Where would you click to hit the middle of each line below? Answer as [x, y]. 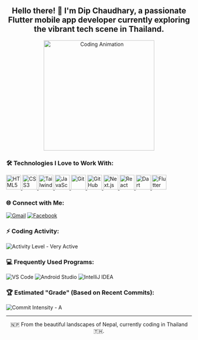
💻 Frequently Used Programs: [50, 262]
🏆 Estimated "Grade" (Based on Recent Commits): [80, 292]
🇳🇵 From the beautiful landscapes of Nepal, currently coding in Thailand [99, 325]
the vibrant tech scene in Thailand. [99, 29]
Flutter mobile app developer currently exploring [99, 20]
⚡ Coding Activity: [33, 231]
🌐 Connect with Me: [35, 203]
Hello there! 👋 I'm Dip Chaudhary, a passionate [99, 11]
